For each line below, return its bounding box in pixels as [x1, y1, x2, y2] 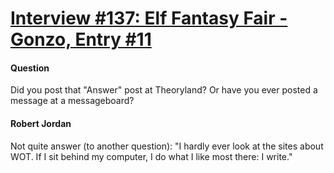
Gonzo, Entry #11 [10, 28, 152, 51]
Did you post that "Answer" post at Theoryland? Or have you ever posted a [10, 84, 318, 96]
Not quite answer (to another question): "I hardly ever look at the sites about [10, 140, 324, 152]
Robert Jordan [10, 117, 72, 129]
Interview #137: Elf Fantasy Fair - [10, 7, 288, 30]
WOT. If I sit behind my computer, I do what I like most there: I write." [10, 150, 293, 162]
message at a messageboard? [10, 95, 135, 107]
